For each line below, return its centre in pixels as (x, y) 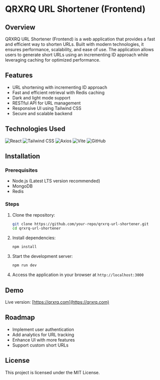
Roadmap (20, 318)
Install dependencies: (34, 238)
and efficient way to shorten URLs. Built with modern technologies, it (74, 44)
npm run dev (24, 265)
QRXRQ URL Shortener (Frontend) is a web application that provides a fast (80, 39)
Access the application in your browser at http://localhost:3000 (78, 275)
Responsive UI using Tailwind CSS (47, 108)
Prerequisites (21, 170)
